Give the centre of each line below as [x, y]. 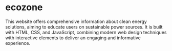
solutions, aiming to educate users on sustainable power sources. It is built [84, 27]
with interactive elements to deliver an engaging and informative [73, 38]
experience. [18, 43]
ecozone [24, 7]
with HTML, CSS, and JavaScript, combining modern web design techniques [86, 32]
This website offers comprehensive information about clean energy [76, 21]
